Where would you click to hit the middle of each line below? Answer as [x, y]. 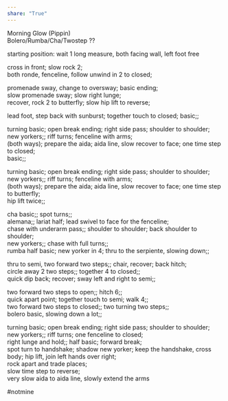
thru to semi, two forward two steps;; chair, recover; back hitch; [97, 264]
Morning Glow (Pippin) [39, 33]
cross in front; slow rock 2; [45, 67]
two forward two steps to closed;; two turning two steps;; [88, 306]
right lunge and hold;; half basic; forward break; [75, 342]
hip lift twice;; [26, 201]
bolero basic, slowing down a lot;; [55, 314]
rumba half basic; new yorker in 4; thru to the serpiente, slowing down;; [108, 250]
